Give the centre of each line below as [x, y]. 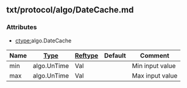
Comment [154, 55]
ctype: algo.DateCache [43, 40]
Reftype [87, 55]
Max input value [155, 75]
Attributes [22, 27]
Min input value [154, 66]
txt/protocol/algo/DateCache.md [70, 10]
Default [115, 55]
